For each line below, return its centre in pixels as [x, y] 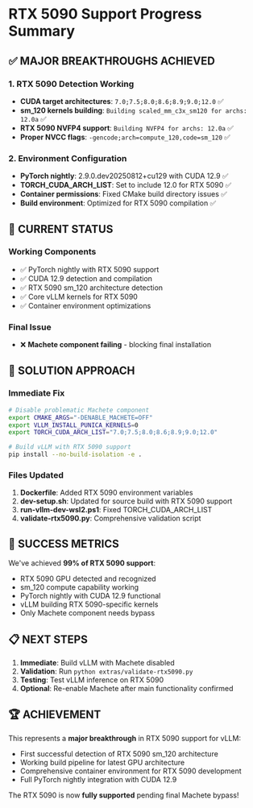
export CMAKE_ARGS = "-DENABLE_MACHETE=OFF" [81, 417]
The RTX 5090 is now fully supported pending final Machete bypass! [124, 795]
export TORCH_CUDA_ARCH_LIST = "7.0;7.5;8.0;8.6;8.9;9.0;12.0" [113, 433]
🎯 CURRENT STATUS [61, 229]
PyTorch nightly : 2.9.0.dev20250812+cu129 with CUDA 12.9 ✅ [124, 176]
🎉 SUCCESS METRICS [64, 543]
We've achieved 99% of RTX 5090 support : [82, 563]
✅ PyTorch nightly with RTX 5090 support [89, 269]
